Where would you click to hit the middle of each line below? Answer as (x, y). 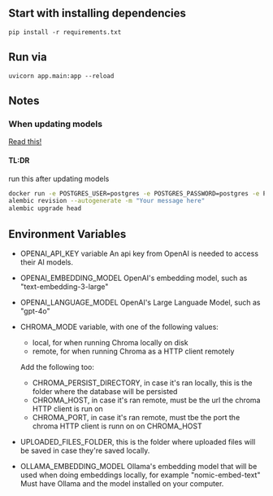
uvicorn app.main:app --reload (61, 76)
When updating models (56, 124)
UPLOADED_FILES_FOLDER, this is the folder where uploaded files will (138, 441)
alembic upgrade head (45, 208)
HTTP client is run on (67, 408)
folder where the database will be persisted (105, 391)
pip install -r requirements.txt (65, 32)
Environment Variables (67, 234)
